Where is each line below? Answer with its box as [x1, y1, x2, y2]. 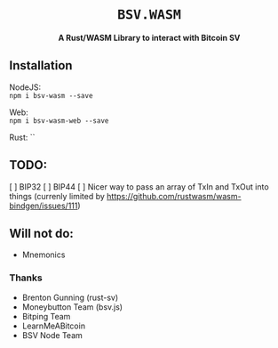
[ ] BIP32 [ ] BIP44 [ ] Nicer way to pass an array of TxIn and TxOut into [9, 181, 269, 192]
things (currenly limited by [9, 190, 105, 201]
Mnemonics [21, 249, 66, 260]
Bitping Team [21, 311, 71, 321]
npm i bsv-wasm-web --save [9, 116, 109, 125]
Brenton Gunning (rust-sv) [21, 292, 119, 303]
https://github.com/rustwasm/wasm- [106, 190, 242, 201]
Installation [9, 58, 73, 73]
